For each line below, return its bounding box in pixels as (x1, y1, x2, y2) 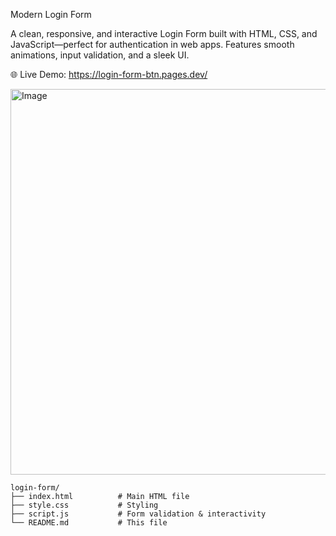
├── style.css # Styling (10, 500, 159, 510)
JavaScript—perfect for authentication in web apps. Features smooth (10, 39, 295, 50)
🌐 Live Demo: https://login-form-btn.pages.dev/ (10, 69, 208, 80)
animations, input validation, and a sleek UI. (10, 49, 190, 61)
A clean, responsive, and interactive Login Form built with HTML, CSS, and (10, 28, 318, 39)
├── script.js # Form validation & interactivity (10, 509, 267, 519)
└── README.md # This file (10, 518, 168, 528)
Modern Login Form (10, 9, 92, 20)
